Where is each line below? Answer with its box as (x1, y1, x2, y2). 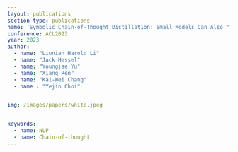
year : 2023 (7, 37, 40, 44)
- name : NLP (13, 127, 50, 134)
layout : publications (7, 10, 72, 18)
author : (7, 43, 30, 50)
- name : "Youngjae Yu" (13, 63, 81, 70)
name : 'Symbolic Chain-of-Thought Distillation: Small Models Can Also (7, 23, 223, 30)
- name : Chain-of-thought (13, 134, 91, 141)
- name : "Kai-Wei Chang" (13, 76, 87, 83)
